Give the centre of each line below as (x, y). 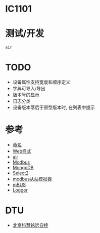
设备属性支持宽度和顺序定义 (41, 82)
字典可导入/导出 (29, 89)
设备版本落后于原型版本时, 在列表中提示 (54, 107)
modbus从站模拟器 (32, 179)
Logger (20, 190)
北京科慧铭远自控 (30, 225)
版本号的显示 (26, 95)
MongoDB (23, 167)
